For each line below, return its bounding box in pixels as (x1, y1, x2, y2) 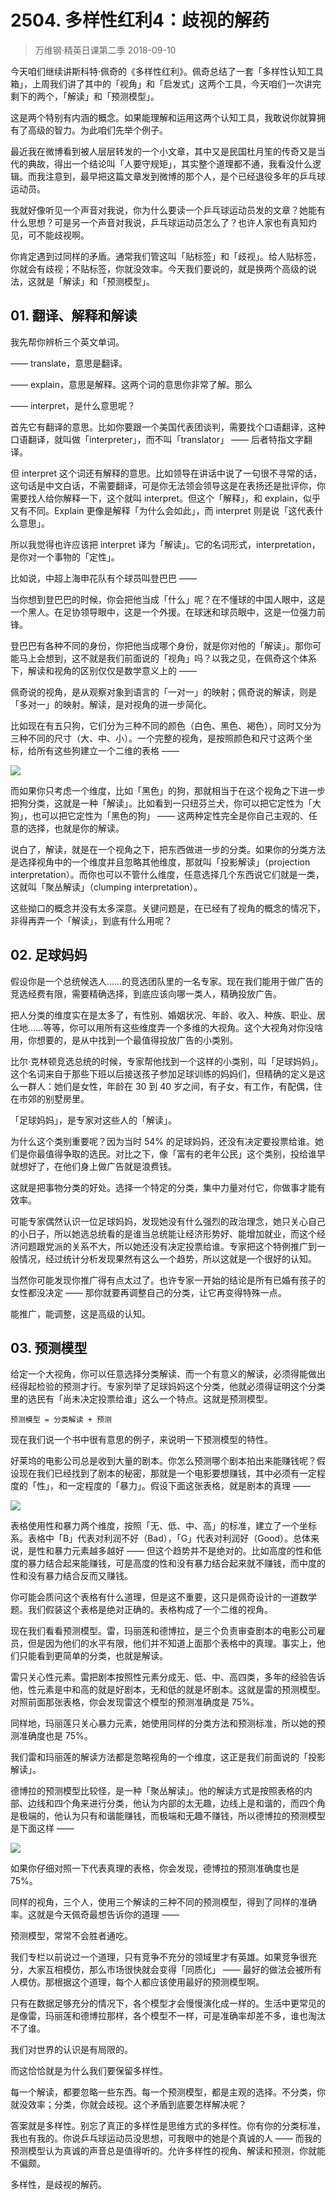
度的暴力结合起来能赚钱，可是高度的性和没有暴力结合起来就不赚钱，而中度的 (10, 1557, 326, 1570)
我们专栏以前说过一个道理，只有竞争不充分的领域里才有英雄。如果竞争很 (10, 1951, 308, 1963)
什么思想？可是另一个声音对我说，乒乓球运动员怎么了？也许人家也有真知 (10, 216, 308, 228)
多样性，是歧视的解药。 (10, 2179, 107, 2191)
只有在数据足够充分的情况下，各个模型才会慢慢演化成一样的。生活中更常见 (10, 1997, 317, 2010)
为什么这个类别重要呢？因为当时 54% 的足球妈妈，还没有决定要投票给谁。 (10, 1135, 315, 1147)
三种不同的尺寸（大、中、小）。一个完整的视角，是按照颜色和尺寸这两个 (10, 732, 304, 744)
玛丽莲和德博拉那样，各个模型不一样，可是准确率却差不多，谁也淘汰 (44, 2010, 326, 2022)
